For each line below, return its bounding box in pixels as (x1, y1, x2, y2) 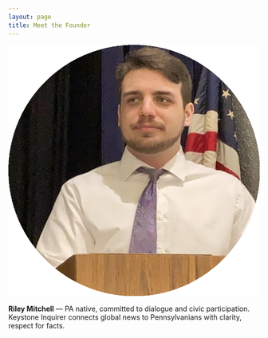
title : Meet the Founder (8, 21, 91, 29)
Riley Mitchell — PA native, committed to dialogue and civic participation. (8, 304, 250, 313)
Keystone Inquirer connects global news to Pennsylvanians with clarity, (8, 312, 242, 322)
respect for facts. (8, 320, 65, 330)
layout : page (8, 13, 52, 21)
